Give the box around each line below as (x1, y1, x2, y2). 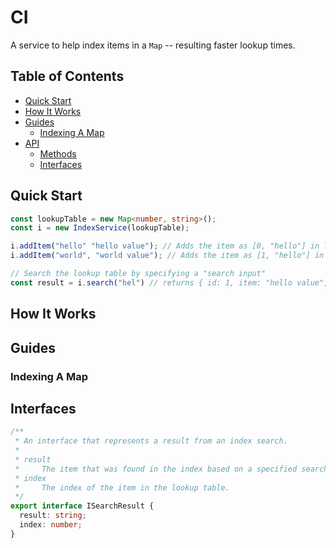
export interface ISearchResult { (10, 501, 155, 511)
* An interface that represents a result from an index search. (14, 436, 288, 446)
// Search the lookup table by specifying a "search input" (10, 269, 267, 279)
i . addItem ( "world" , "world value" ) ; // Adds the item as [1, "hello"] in (10, 251, 325, 261)
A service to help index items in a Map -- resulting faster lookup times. (10, 39, 296, 51)
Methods (39, 147, 77, 160)
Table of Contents (10, 68, 125, 85)
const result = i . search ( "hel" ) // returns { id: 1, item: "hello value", (10, 277, 329, 288)
